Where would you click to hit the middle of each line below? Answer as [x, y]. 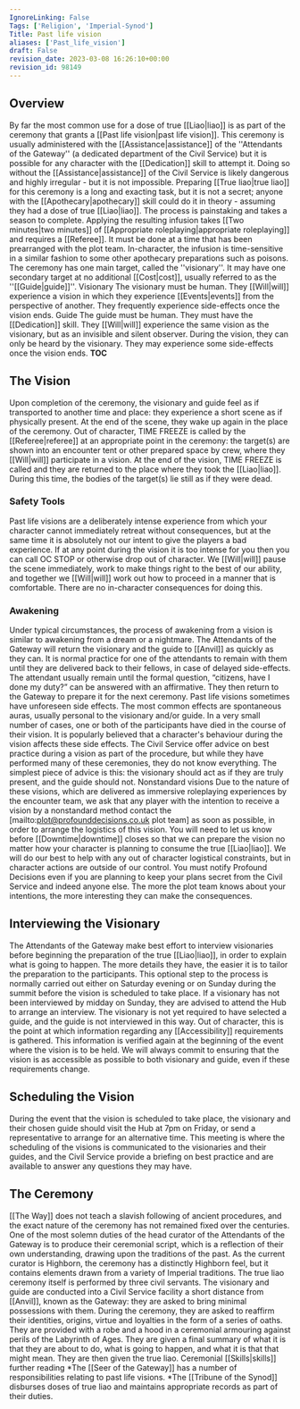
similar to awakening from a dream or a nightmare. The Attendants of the [143, 640]
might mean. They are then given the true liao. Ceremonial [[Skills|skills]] [143, 1358]
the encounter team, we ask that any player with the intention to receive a [144, 801]
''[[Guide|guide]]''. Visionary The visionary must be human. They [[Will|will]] [150, 286]
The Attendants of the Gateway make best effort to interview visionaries [142, 945]
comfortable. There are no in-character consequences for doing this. [136, 587]
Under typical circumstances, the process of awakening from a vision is [141, 630]
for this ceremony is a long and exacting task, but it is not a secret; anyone [146, 191]
